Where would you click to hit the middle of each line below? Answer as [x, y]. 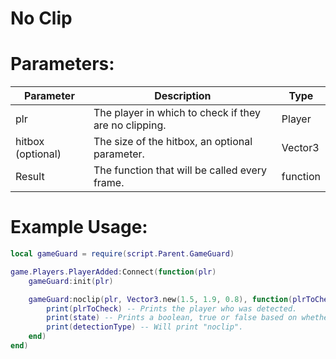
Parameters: [62, 64]
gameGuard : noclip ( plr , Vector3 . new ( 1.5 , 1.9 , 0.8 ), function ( [160, 299]
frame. [109, 183]
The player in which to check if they [177, 113]
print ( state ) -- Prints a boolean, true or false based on [172, 318]
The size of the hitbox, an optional [173, 142]
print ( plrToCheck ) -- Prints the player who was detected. [172, 308]
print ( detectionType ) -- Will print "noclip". [145, 327]
